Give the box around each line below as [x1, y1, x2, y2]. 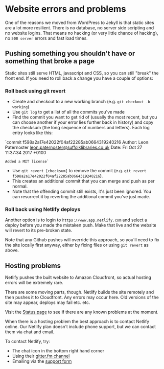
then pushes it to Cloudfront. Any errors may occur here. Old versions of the [5, 295, 159, 300]
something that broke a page [5, 57, 94, 66]
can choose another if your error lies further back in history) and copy [12, 119, 154, 125]
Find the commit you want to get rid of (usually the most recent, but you [12, 114, 158, 120]
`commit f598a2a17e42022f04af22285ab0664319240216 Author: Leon [5, 139, 149, 145]
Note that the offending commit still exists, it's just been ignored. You [12, 188, 152, 194]
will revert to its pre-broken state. [5, 228, 72, 233]
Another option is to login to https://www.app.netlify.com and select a [5, 217, 147, 223]
